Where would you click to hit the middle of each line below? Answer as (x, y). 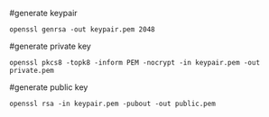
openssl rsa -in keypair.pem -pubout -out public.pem (113, 103)
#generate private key (51, 46)
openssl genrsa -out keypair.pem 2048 (82, 30)
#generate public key (49, 87)
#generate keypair (44, 13)
